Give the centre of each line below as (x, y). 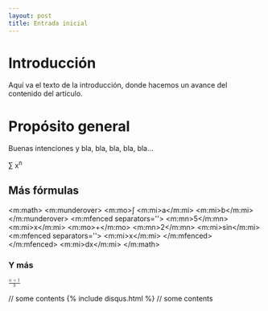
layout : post (30, 16)
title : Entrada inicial (48, 23)
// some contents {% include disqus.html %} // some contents (111, 299)
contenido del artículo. (45, 94)
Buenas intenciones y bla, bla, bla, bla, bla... (81, 149)
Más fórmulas (43, 191)
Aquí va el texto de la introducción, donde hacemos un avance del (118, 85)
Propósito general (69, 126)
